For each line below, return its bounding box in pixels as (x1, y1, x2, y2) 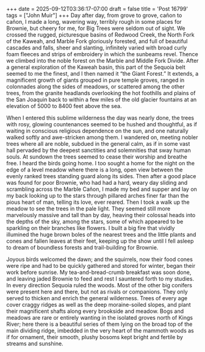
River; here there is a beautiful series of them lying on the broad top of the (6, 320, 193, 328)
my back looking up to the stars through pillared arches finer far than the (6, 192, 189, 199)
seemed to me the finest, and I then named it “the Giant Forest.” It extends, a (6, 70, 199, 77)
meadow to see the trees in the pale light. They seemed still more (6, 205, 171, 212)
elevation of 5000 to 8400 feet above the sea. (6, 102, 122, 109)
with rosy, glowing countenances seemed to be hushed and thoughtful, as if (6, 121, 197, 128)
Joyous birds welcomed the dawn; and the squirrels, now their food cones (6, 256, 193, 263)
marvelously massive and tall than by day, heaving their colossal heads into (6, 212, 196, 218)
